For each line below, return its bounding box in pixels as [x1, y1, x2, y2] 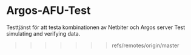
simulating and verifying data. [6, 30, 81, 37]
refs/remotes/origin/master [112, 42, 179, 49]
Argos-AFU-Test [6, 4, 91, 18]
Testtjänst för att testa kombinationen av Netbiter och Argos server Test [6, 24, 186, 31]
